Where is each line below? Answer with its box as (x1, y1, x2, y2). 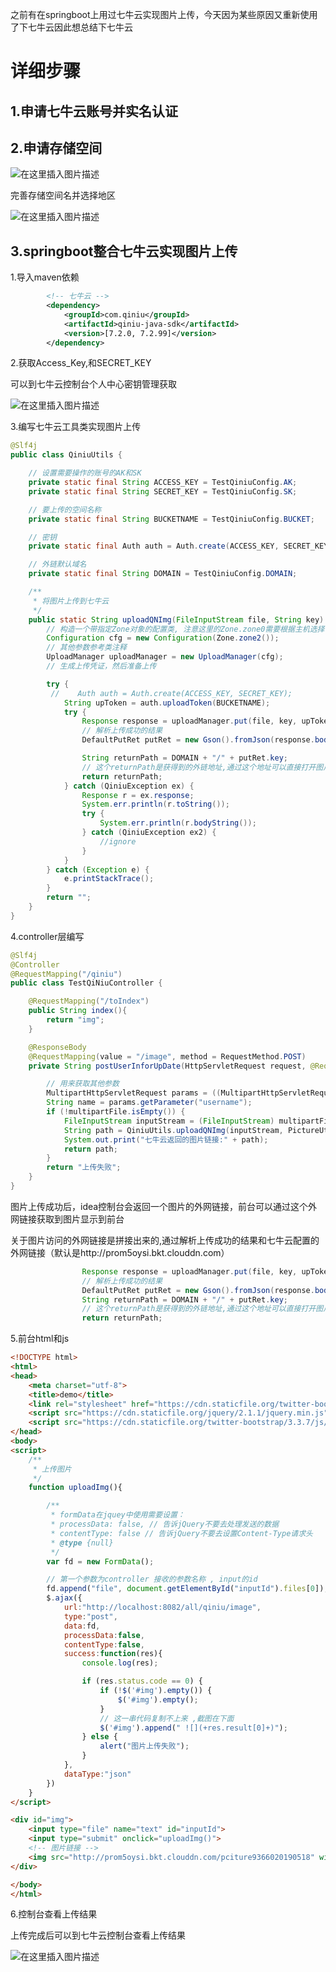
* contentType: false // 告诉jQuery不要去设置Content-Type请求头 (50, 1528, 314, 1538)
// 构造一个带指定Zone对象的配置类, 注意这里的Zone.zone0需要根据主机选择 (46, 624, 325, 634)
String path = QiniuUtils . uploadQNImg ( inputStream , (63, 1125, 284, 1135)
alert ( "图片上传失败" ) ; (99, 1741, 190, 1752)
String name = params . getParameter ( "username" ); (46, 1098, 253, 1108)
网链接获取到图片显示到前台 (10, 1213, 125, 1225)
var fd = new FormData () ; (46, 1556, 155, 1567)
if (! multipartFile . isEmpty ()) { (46, 1107, 186, 1117)
